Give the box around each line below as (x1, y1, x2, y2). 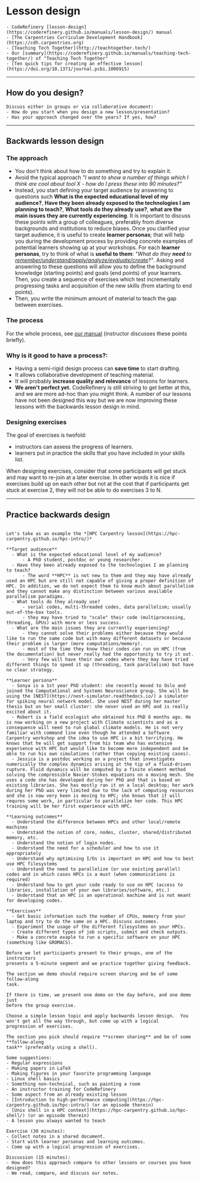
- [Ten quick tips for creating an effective (6, 61, 121, 66)
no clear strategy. (6, 667, 55, 673)
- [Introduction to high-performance (6, 1097, 100, 1103)
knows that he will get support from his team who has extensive (6, 740, 172, 746)
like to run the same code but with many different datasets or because (6, 636, 191, 642)
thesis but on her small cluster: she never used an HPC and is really (6, 704, 188, 710)
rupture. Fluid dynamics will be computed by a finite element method (6, 767, 186, 773)
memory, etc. (6, 835, 39, 841)
